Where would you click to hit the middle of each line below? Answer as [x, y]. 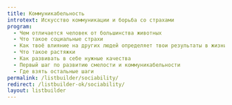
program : [20, 26]
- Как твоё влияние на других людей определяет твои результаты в [111, 46]
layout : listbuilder [37, 90]
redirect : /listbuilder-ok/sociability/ [66, 84]
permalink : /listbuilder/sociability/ [63, 78]
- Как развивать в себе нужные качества [72, 59]
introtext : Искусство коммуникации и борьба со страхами [91, 20]
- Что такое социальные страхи [58, 39]
